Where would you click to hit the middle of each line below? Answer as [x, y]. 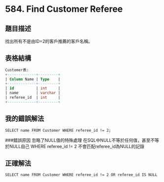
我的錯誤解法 [25, 119]
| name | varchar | [33, 93]
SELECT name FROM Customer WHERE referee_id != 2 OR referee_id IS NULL [81, 175]
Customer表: [17, 70]
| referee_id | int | [33, 98]
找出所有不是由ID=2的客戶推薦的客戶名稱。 [49, 41]
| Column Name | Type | [33, 79]
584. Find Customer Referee [64, 9]
